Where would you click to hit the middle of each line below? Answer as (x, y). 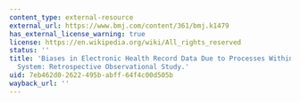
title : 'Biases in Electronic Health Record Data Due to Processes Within (151, 59)
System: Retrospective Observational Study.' (104, 67)
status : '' (29, 51)
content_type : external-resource (71, 17)
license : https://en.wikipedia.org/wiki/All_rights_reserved (125, 42)
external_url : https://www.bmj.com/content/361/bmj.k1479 (119, 26)
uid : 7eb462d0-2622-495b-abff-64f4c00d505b (92, 75)
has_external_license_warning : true (77, 34)
